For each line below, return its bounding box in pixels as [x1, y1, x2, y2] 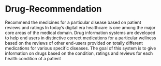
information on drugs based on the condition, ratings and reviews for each [5, 50, 153, 56]
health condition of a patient [5, 55, 61, 61]
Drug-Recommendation [5, 3, 102, 15]
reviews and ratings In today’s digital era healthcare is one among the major [5, 24, 156, 30]
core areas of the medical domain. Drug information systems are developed [5, 30, 156, 35]
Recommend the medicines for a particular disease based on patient [5, 19, 142, 25]
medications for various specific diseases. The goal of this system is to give [5, 45, 156, 51]
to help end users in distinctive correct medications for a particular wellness [5, 35, 156, 41]
